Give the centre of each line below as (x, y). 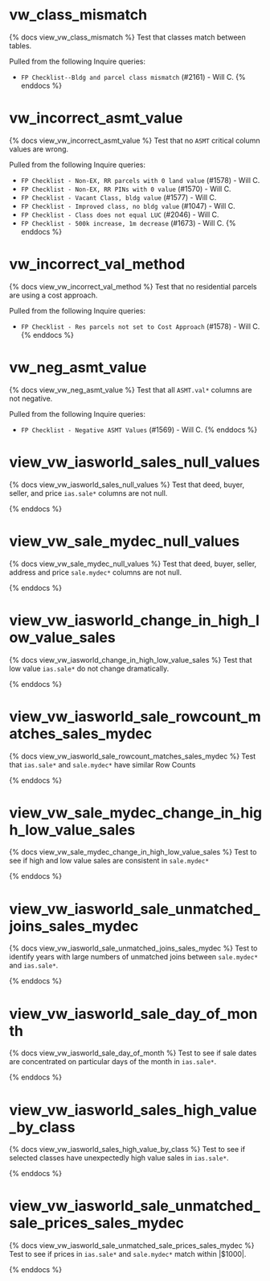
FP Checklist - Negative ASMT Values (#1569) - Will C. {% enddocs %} (139, 430)
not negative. (31, 398)
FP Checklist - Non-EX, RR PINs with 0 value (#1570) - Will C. (126, 189)
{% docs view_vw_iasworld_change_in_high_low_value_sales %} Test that (131, 659)
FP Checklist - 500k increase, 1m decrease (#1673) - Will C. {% (128, 223)
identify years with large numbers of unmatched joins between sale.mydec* (133, 957)
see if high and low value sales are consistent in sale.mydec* (109, 861)
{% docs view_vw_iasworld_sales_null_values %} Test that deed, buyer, (127, 485)
